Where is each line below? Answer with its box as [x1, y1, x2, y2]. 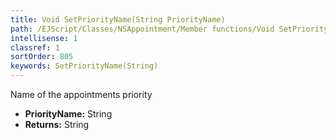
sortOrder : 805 [10, 52, 74, 62]
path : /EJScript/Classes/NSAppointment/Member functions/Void [10, 24, 275, 34]
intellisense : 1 [10, 33, 78, 43]
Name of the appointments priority [10, 89, 153, 100]
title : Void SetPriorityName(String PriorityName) [10, 14, 226, 25]
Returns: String [24, 119, 90, 130]
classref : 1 [10, 42, 60, 53]
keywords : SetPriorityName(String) [10, 61, 159, 71]
